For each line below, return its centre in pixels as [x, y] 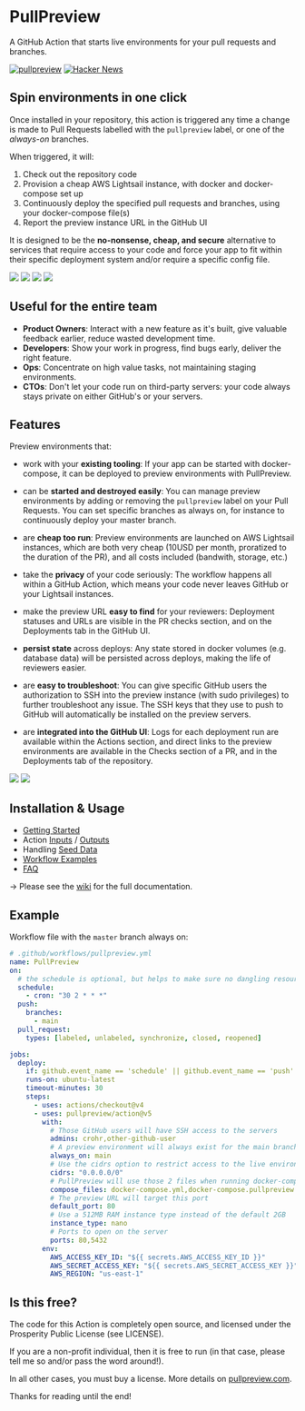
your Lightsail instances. [68, 594]
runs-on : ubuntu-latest [71, 1080]
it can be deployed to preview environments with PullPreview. [177, 473]
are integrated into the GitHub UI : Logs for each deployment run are [151, 732]
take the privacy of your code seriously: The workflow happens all [147, 575]
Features [35, 424]
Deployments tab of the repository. [88, 761]
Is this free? [44, 1302]
